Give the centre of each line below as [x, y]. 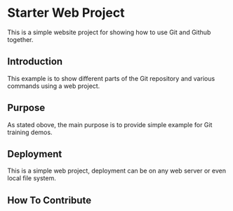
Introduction [35, 62]
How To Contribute [49, 200]
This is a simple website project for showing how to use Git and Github [109, 32]
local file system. [32, 178]
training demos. [30, 132]
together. [20, 39]
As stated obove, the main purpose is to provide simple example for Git [110, 124]
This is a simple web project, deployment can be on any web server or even [117, 171]
